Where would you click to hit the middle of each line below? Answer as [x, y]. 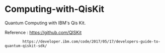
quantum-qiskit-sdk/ [26, 46]
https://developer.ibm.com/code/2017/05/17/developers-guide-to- [92, 41]
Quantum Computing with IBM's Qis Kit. [45, 23]
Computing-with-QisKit [55, 9]
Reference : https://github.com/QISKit [43, 32]
